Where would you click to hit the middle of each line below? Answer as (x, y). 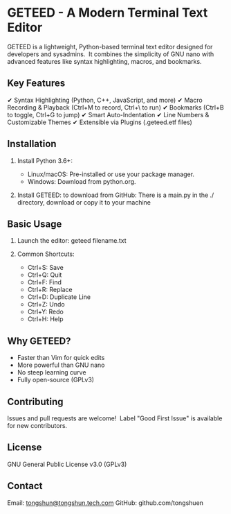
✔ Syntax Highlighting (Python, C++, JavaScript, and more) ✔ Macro (105, 100)
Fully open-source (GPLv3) (56, 380)
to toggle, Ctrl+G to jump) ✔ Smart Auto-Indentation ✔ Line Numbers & (108, 114)
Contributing (35, 401)
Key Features (36, 84)
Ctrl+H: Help (45, 319)
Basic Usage (35, 224)
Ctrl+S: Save (45, 268)
